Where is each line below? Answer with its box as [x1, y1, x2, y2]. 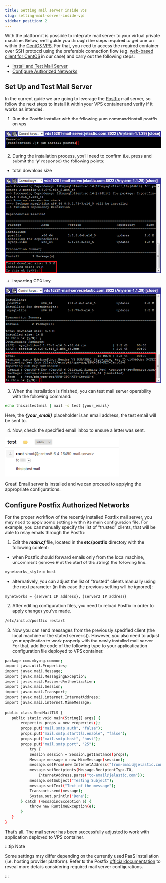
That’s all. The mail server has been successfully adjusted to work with [5, 829, 149, 835]
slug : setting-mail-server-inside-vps [5, 13, 85, 18]
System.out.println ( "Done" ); [29, 794, 90, 799]
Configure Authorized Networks [12, 68, 78, 74]
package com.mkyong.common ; [5, 658, 63, 663]
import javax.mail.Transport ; [5, 689, 68, 694]
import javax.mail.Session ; [5, 684, 63, 689]
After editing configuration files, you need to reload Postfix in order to [12, 602, 154, 608]
